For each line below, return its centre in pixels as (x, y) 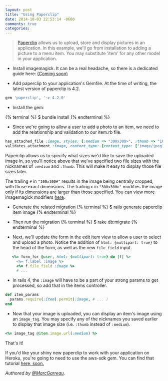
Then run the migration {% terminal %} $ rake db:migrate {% (75, 222)
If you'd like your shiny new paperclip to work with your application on (77, 352)
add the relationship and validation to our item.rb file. (67, 132)
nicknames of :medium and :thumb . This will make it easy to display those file (83, 166)
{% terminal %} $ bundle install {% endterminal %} (57, 117)
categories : (17, 29)
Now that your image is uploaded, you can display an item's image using (87, 313)
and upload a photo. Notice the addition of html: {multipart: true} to (85, 242)
